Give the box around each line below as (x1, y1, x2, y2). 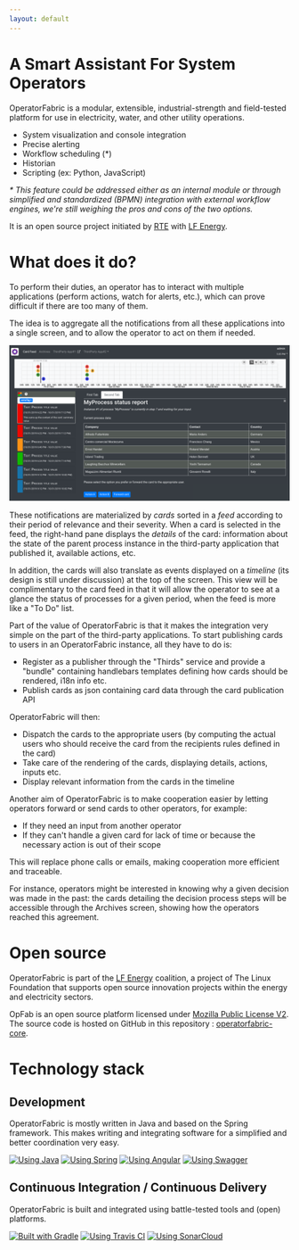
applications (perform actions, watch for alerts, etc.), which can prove (9, 291, 265, 302)
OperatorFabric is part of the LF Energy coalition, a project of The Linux (9, 973, 271, 983)
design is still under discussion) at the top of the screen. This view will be (9, 575, 279, 585)
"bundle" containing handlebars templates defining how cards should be (21, 666, 288, 677)
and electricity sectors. (9, 991, 93, 1002)
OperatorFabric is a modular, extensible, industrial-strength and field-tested (9, 103, 287, 113)
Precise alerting (21, 138, 80, 149)
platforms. (9, 1213, 47, 1224)
